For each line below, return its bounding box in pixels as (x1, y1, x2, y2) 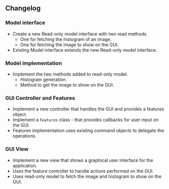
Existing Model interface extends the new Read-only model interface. (12, 47, 157, 53)
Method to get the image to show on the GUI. (20, 82, 114, 88)
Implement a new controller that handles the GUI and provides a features (12, 106, 164, 112)
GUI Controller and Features (5, 94, 75, 101)
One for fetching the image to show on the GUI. (20, 42, 119, 48)
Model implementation (5, 59, 62, 66)
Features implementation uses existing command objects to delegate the (12, 128, 164, 134)
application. (12, 162, 37, 169)
